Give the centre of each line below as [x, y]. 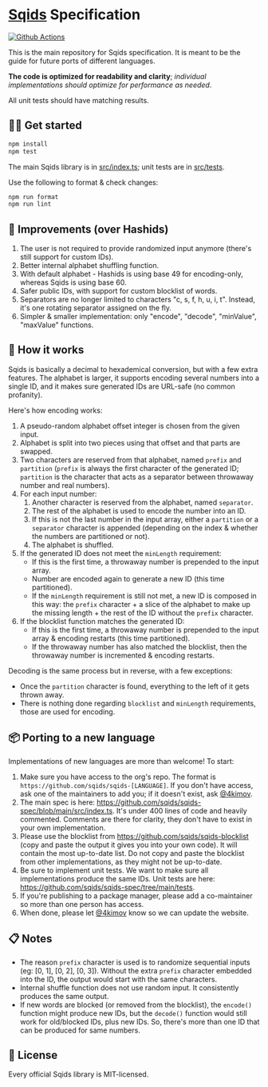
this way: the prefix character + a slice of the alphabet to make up [141, 604]
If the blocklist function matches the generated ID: [102, 621]
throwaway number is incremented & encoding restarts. [123, 655]
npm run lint [30, 204]
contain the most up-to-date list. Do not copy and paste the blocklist [132, 853]
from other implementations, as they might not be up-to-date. [121, 861]
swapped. [36, 451]
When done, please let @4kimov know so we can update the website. [134, 913]
